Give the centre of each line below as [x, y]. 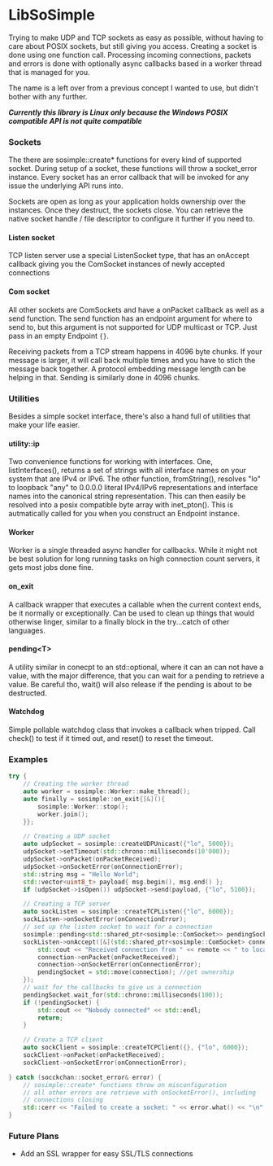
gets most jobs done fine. [51, 568]
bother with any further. [48, 96]
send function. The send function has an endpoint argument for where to [130, 318]
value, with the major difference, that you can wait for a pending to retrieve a [136, 675]
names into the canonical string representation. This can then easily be [127, 496]
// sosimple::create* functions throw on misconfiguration [125, 1085]
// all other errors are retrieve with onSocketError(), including [139, 1093]
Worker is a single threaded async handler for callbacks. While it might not [133, 550]
